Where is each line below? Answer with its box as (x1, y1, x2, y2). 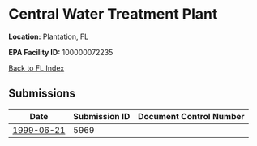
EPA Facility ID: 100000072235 (8, 47, 114, 57)
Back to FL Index (8, 62, 65, 73)
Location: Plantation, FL (8, 32, 89, 41)
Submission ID (72, 110, 131, 122)
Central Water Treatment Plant (8, 5, 218, 24)
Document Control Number (137, 110, 245, 122)
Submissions (8, 87, 75, 101)
